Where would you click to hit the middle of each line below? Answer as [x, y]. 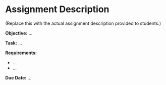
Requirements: [21, 53]
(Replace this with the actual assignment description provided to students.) [83, 23]
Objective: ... [19, 33]
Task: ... [14, 43]
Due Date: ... [18, 77]
